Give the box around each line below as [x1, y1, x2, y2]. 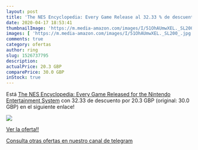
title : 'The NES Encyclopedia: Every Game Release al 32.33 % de [6, 14, 170, 20]
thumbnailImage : [6, 25, 46, 31]
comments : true [6, 36, 44, 42]
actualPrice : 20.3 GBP [6, 63, 62, 70]
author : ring [6, 47, 38, 53]
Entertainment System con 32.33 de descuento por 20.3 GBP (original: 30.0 [6, 97, 190, 104]
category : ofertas [6, 42, 51, 48]
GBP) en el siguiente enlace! [6, 103, 75, 110]
